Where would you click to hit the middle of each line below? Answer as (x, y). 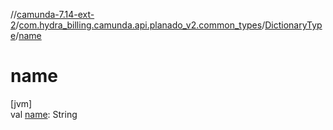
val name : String (44, 114)
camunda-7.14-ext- (55, 14)
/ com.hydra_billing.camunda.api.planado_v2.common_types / (140, 25)
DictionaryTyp (293, 25)
